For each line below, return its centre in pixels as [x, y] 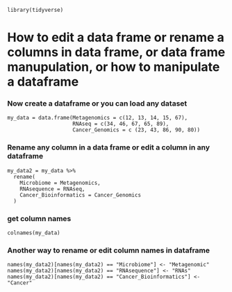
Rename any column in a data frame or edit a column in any [109, 147]
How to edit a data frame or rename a [116, 38]
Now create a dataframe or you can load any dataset [97, 104]
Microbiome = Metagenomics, [60, 183]
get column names [39, 218]
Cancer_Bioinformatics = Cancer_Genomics [80, 195]
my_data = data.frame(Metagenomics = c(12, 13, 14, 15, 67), [98, 118]
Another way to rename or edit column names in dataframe [109, 250]
